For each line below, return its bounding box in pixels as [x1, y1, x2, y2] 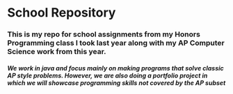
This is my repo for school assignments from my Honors [7, 30, 200, 39]
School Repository [7, 5, 116, 21]
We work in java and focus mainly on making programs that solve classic [7, 64, 224, 72]
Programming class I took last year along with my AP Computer [7, 38, 225, 48]
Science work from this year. [7, 47, 106, 57]
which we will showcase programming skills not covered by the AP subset [7, 78, 226, 87]
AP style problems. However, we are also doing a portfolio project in [7, 71, 208, 79]
